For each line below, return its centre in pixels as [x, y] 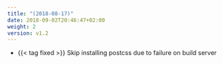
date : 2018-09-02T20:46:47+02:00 [56, 20]
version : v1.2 [28, 33]
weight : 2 [22, 26]
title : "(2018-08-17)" [40, 14]
